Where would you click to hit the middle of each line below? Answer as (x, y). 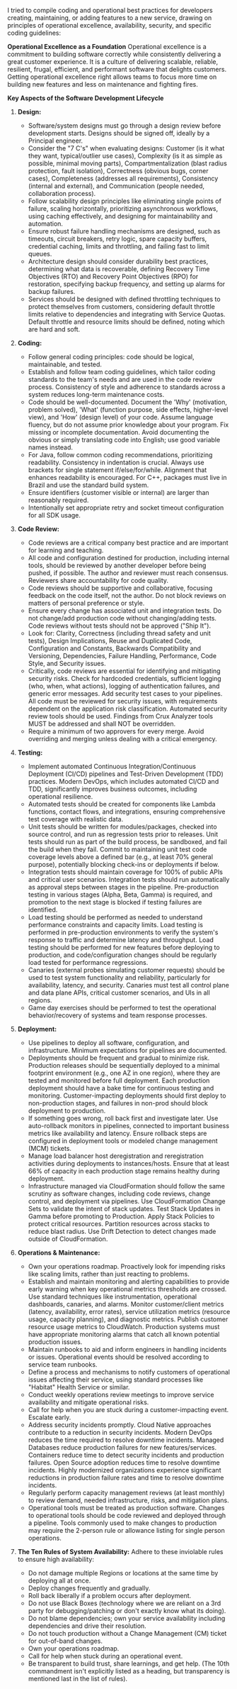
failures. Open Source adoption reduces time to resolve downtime (124, 1463)
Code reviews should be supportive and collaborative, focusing (120, 588)
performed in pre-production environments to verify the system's (123, 932)
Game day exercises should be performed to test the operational (122, 1008)
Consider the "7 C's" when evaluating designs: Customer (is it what (126, 148)
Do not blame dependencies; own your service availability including (127, 1618)
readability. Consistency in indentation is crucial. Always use (116, 462)
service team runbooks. (63, 1365)
